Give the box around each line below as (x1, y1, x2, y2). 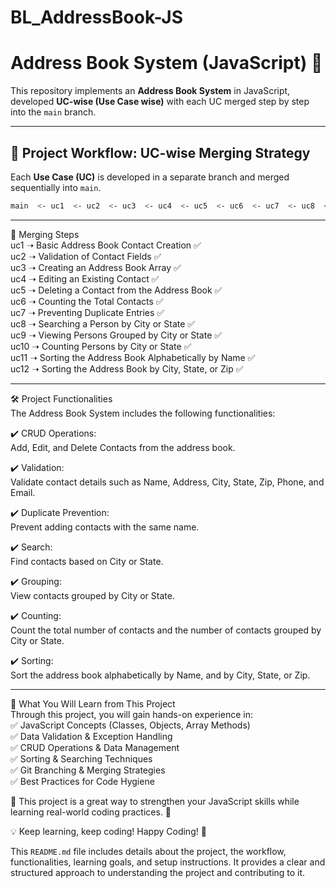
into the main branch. (10, 106, 97, 118)
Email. (10, 486, 36, 498)
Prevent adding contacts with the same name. (10, 521, 200, 533)
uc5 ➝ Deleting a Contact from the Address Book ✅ (10, 284, 223, 296)
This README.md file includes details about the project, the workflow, (10, 845, 287, 857)
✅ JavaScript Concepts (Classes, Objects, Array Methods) (10, 719, 251, 731)
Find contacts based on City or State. (10, 555, 164, 567)
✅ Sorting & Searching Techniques (10, 752, 153, 765)
